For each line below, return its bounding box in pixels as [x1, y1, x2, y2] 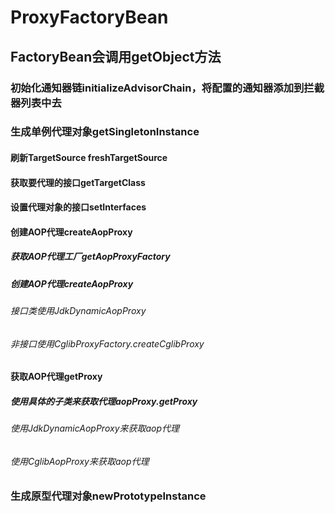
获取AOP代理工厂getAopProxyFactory [10, 251, 171, 263]
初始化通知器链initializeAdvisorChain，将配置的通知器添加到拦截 [10, 81, 325, 95]
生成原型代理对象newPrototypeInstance [10, 489, 207, 503]
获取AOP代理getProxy [10, 371, 103, 383]
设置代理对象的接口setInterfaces [10, 201, 147, 213]
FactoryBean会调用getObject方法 [10, 48, 222, 65]
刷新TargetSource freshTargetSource [10, 152, 168, 164]
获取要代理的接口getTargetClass [10, 176, 146, 188]
